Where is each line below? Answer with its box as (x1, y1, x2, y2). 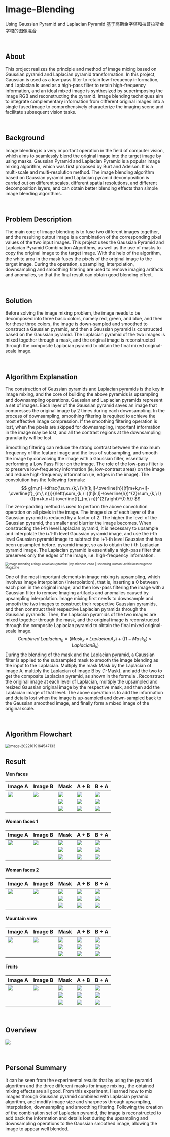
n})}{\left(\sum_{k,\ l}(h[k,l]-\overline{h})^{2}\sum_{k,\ (45, 490, 157, 496)
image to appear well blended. (5, 1126, 69, 1132)
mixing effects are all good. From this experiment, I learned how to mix (5, 1088, 153, 1094)
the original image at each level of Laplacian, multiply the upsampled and (5, 678, 158, 685)
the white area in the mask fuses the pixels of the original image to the (5, 255, 152, 262)
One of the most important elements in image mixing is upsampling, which (5, 574, 160, 580)
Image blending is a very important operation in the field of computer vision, (5, 147, 164, 153)
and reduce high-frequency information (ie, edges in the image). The (5, 472, 149, 477)
